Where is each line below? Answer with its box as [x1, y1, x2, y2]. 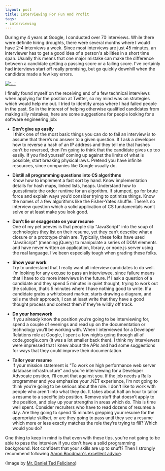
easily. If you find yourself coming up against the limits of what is [12, 152, 144, 158]
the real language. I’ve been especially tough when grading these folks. [12, 250, 158, 256]
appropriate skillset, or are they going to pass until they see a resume [12, 415, 153, 421]
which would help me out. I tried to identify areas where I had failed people [5, 101, 157, 107]
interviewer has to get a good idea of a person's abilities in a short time [5, 50, 149, 56]
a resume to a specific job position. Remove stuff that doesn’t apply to [12, 394, 155, 400]
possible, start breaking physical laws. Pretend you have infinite [12, 157, 142, 163]
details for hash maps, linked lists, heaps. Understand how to [12, 183, 136, 189]
